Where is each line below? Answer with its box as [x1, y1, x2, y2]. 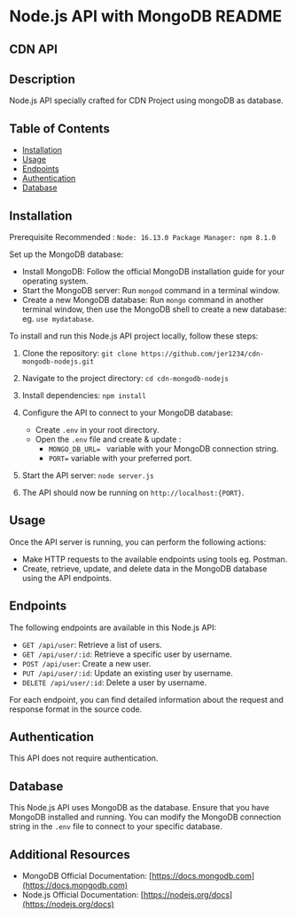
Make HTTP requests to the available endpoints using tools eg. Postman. [21, 554, 288, 564]
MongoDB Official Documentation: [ [21, 871, 152, 882]
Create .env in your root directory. [35, 425, 160, 435]
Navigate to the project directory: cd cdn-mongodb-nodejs [21, 373, 229, 384]
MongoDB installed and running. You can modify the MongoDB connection [9, 811, 282, 823]
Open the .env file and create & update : [35, 434, 182, 445]
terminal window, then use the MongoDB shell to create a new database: [21, 304, 287, 315]
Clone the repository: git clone [21, 348, 137, 359]
